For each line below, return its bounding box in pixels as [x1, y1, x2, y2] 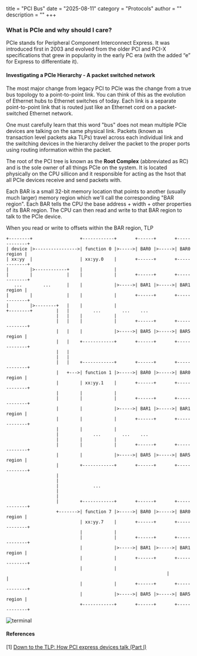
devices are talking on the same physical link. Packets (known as [6, 127, 163, 134]
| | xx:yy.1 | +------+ [56, 380, 157, 386]
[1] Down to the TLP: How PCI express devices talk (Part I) [6, 643, 147, 650]
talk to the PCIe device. [6, 213, 63, 220]
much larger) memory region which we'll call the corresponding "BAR [6, 194, 175, 201]
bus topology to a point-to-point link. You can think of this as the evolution [6, 91, 186, 98]
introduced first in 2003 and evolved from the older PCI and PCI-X [6, 45, 166, 52]
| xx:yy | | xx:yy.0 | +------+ [6, 256, 157, 262]
